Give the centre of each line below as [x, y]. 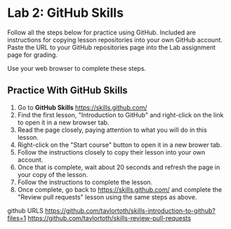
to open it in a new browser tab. [63, 122]
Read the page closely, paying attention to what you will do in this [112, 130]
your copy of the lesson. [53, 174]
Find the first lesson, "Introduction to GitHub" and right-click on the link [120, 115]
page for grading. [33, 55]
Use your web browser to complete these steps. [77, 68]
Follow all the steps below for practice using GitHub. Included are [102, 32]
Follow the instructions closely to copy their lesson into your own [111, 152]
